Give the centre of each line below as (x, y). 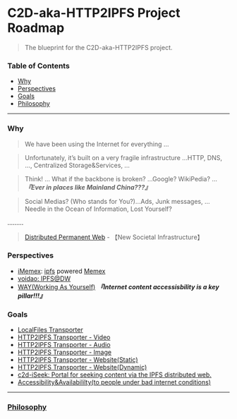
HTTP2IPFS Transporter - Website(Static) (78, 360)
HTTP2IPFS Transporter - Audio (64, 345)
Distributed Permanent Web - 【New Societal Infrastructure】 (114, 237)
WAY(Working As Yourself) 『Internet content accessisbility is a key (119, 286)
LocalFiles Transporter (50, 330)
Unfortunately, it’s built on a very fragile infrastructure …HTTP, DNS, (123, 157)
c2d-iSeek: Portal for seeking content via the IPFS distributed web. (114, 375)
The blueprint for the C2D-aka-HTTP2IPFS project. (98, 47)
